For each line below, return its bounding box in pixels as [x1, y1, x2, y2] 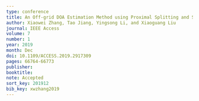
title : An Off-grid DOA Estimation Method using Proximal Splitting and [6, 14, 190, 20]
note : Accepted [6, 75, 44, 81]
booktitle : [6, 70, 33, 75]
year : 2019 [6, 42, 33, 48]
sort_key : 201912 [6, 81, 49, 87]
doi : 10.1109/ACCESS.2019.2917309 [6, 53, 92, 59]
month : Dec [6, 48, 33, 53]
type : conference [6, 8, 49, 15]
